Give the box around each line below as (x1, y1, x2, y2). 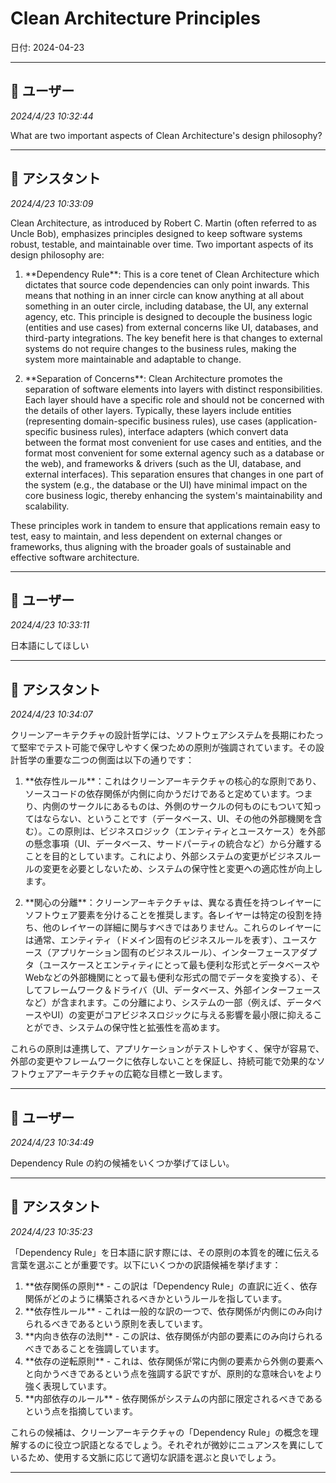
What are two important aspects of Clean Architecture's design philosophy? (10, 129, 323, 141)
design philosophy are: (10, 248, 105, 261)
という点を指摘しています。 (24, 1405, 138, 1417)
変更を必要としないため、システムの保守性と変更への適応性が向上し (42, 863, 323, 875)
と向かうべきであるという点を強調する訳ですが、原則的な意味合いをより (24, 1367, 323, 1379)
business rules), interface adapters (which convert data (59, 425, 289, 437)
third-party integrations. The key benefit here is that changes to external (24, 332, 323, 344)
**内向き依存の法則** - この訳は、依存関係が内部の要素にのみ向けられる (24, 1330, 324, 1342)
